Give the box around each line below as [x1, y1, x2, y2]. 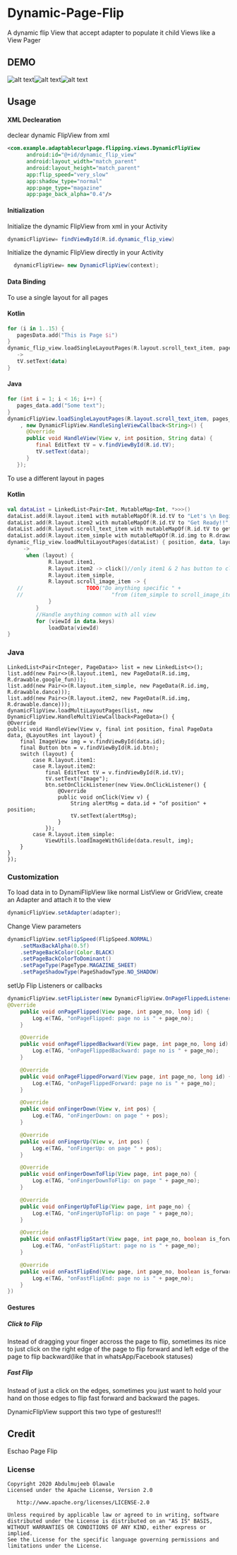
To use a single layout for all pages [7, 293, 109, 301]
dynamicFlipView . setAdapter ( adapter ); [7, 909, 121, 916]
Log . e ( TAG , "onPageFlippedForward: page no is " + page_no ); [32, 1080, 217, 1087]
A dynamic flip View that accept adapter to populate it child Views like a [7, 28, 216, 37]
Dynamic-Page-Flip [7, 5, 125, 21]
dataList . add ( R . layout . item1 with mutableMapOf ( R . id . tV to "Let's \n [7, 512, 217, 519]
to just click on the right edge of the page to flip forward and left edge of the [7, 1344, 229, 1353]
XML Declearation [7, 115, 61, 124]
